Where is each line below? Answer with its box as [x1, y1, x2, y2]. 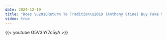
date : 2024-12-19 [5, 7, 41, 12]
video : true [5, 16, 30, 21]
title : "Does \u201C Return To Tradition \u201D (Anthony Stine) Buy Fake [5, 12, 159, 17]
